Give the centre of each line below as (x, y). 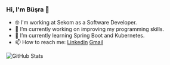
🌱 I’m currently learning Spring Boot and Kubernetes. (80, 36)
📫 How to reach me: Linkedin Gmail (59, 42)
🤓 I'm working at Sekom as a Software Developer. (76, 23)
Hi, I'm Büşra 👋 (28, 10)
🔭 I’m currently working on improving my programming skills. (89, 29)
